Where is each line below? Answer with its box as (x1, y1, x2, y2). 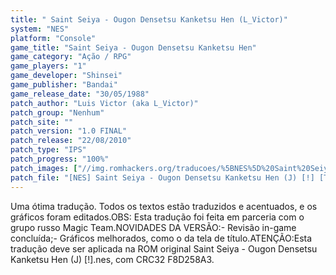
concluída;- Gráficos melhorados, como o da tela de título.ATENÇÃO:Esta (10, 232, 313, 244)
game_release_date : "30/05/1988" (10, 89, 150, 99)
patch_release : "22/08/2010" (10, 136, 132, 146)
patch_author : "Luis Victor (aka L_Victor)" (10, 98, 199, 108)
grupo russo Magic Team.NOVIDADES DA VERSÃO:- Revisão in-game (10, 221, 297, 233)
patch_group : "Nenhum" (10, 107, 105, 118)
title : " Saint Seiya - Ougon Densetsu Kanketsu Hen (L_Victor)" (10, 14, 288, 25)
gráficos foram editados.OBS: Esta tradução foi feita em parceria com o (10, 211, 305, 223)
